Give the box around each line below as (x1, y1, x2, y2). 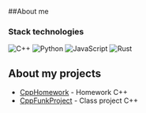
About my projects (8, 67, 101, 80)
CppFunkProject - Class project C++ (19, 96, 139, 105)
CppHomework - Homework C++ (19, 88, 128, 97)
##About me (8, 7, 49, 16)
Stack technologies (8, 26, 84, 37)
